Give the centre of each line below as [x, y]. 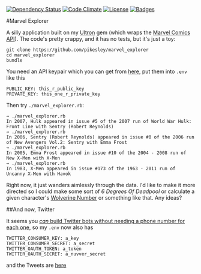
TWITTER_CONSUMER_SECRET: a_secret [51, 243]
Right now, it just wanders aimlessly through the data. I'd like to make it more [101, 185]
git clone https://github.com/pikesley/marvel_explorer [77, 50]
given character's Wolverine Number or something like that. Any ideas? [94, 198]
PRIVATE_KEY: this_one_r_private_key [53, 94]
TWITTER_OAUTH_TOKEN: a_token [44, 249]
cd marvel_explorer [31, 55]
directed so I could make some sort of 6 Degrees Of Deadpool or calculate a [100, 191]
